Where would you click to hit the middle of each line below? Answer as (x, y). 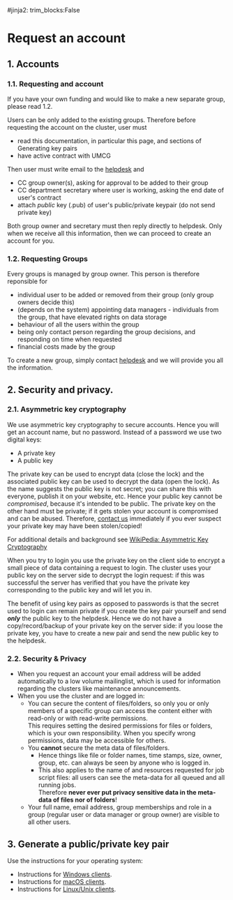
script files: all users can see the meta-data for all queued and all (131, 778)
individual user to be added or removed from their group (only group (115, 295)
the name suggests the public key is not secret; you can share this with (109, 488)
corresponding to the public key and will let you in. (80, 590)
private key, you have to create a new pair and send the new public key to (113, 633)
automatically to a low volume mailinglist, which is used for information (119, 681)
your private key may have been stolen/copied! (75, 525)
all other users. (49, 822)
